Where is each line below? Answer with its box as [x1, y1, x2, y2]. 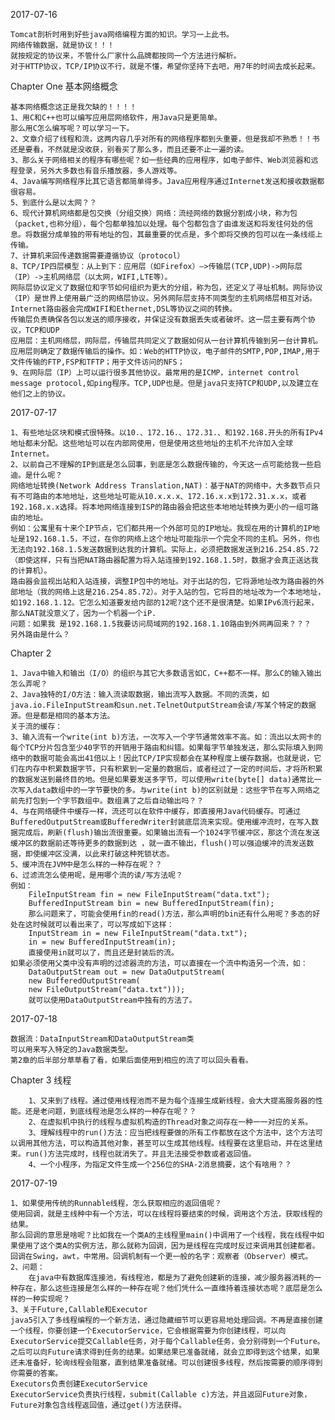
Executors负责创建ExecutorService [10, 1379, 148, 1389]
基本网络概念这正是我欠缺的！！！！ [10, 102, 138, 112]
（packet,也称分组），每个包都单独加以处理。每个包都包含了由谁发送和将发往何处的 [10, 219, 307, 229]
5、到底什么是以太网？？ [10, 198, 97, 208]
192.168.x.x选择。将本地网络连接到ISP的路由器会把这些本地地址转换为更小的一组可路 [10, 502, 319, 512]
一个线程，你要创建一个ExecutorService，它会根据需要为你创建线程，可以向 [10, 1326, 287, 1336]
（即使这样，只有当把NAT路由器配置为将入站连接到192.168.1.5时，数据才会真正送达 [10, 555, 312, 565]
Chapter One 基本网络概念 [10, 80, 118, 92]
